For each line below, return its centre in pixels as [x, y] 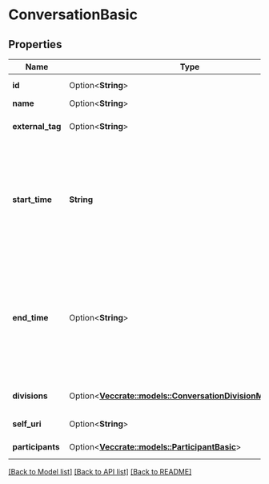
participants [36, 447]
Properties [35, 44]
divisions [30, 396]
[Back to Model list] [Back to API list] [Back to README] [100, 472]
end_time [30, 318]
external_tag [37, 126]
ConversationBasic [73, 15]
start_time [32, 200]
